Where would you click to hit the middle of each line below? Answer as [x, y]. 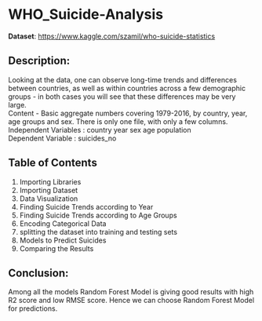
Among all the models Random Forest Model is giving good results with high [131, 292]
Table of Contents [53, 163]
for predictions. [33, 308]
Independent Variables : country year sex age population [100, 129]
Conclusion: [38, 273]
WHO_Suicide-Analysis [86, 15]
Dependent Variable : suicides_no [62, 138]
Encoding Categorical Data [63, 223]
